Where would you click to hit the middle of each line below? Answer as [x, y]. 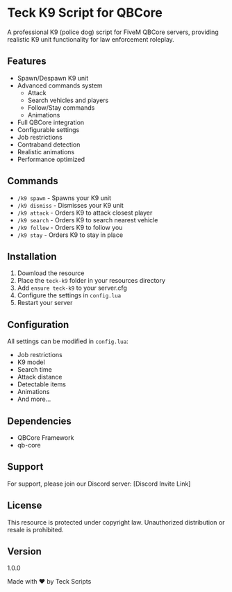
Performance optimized [51, 159]
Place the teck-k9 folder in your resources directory [91, 281]
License [25, 505]
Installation [32, 256]
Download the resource [51, 273]
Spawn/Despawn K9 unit [53, 78]
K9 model [31, 362]
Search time [34, 370]
